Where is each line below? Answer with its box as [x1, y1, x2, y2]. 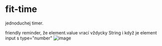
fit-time [5, 3, 37, 15]
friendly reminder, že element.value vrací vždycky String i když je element [5, 29, 157, 35]
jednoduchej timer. [5, 20, 44, 26]
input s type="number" [5, 35, 52, 41]
